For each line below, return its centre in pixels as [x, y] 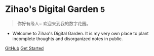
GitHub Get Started [24, 48]
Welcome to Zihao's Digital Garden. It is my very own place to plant [80, 33]
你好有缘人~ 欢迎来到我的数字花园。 [54, 23]
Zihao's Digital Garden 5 [55, 9]
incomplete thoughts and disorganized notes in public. [68, 39]
